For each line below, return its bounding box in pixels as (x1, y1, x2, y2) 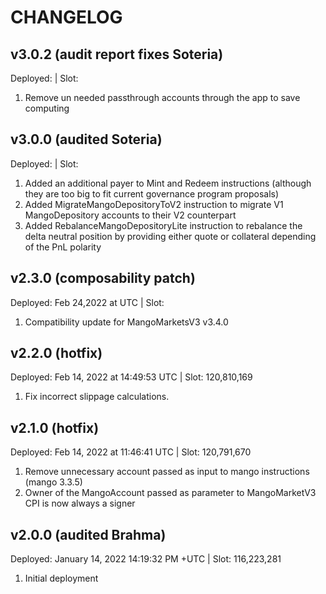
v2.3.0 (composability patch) (10, 270, 196, 287)
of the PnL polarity (24, 241, 102, 253)
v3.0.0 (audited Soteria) (10, 131, 163, 148)
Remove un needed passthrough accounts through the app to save (24, 92, 301, 103)
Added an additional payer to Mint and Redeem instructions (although (24, 177, 312, 189)
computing (24, 102, 70, 114)
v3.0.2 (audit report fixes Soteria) (10, 46, 224, 63)
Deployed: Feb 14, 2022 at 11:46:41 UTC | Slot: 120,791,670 (10, 446, 252, 458)
